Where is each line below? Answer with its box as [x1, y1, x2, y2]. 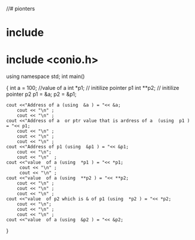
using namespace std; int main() [6, 73, 85, 80]
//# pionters [6, 5, 35, 12]
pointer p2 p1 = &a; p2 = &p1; [6, 91, 77, 98]
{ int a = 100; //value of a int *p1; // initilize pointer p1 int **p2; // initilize [6, 85, 180, 92]
